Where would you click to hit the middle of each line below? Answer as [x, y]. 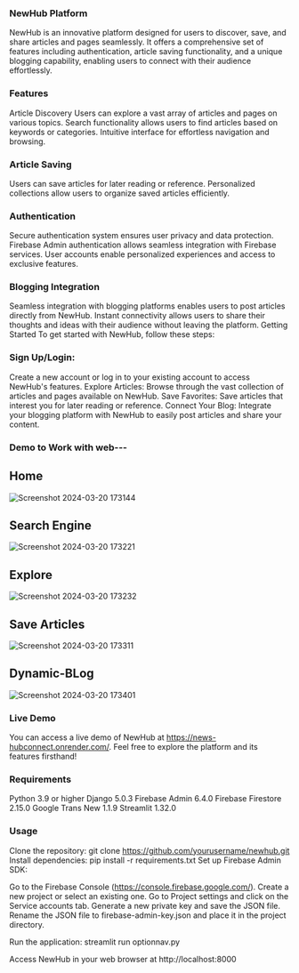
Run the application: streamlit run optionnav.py [95, 942]
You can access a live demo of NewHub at [87, 737]
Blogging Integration [55, 287]
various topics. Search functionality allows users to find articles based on [144, 122]
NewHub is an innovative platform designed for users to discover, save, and [148, 33]
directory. [27, 924]
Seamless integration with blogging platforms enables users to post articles [147, 306]
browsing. [28, 141]
